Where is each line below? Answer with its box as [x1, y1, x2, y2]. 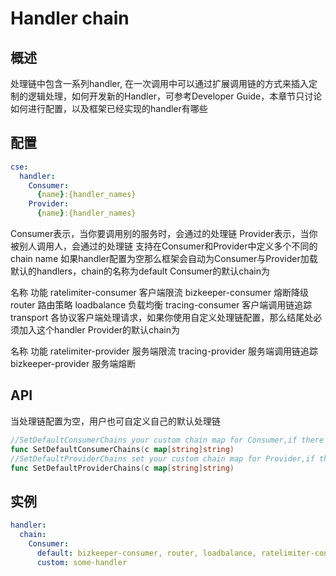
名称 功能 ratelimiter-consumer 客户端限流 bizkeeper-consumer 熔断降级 [10, 287, 309, 299]
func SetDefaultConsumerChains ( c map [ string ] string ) [10, 444, 235, 454]
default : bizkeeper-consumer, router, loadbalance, [36, 548, 257, 558]
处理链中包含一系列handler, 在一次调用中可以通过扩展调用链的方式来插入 [10, 78, 309, 89]
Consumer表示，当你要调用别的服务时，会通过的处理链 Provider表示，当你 [10, 228, 318, 240]
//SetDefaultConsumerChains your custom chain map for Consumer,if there [10, 435, 325, 445]
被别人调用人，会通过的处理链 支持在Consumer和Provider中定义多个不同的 [10, 240, 318, 252]
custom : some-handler [36, 557, 128, 567]
